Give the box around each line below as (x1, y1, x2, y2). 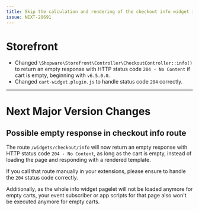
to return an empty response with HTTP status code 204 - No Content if (14, 66, 191, 73)
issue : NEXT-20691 (6, 14, 52, 20)
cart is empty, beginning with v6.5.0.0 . (14, 72, 111, 79)
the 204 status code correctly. (6, 174, 78, 181)
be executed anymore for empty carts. (6, 198, 100, 205)
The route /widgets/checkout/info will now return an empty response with (6, 143, 188, 151)
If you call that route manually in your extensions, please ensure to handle (6, 168, 187, 175)
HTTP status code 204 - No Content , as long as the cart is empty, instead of (6, 150, 192, 157)
